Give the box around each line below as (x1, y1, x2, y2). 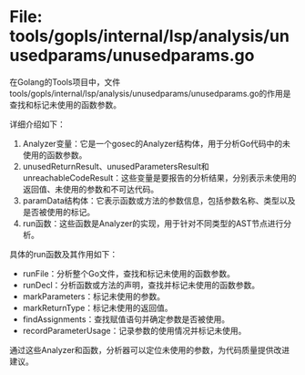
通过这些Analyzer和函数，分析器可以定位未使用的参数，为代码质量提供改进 (9, 344, 290, 355)
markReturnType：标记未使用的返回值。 (22, 302, 173, 313)
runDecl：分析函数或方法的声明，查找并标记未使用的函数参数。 (22, 279, 260, 290)
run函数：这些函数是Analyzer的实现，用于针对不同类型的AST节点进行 (22, 217, 284, 229)
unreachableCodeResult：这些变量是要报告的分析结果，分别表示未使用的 (22, 172, 297, 183)
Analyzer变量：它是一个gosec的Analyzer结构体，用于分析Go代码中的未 (22, 138, 291, 149)
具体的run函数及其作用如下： (9, 248, 118, 259)
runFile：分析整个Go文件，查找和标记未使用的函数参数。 (22, 267, 235, 279)
